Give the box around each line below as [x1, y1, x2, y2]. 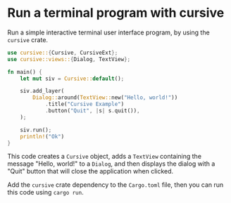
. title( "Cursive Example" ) [44, 100, 125, 108]
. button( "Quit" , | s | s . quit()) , [44, 107, 140, 114]
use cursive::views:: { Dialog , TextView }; [7, 55, 131, 63]
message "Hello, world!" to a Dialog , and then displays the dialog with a [7, 159, 216, 168]
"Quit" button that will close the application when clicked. [7, 167, 174, 176]
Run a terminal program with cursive [7, 5, 225, 21]
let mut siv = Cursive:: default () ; [20, 75, 125, 82]
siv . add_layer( [20, 88, 65, 95]
